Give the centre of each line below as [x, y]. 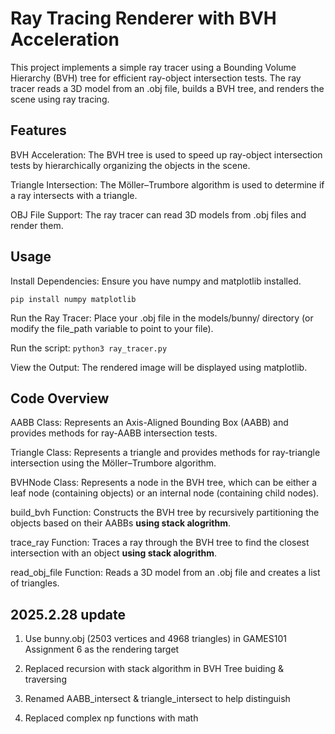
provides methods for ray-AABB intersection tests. [114, 433]
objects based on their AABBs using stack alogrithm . [121, 523]
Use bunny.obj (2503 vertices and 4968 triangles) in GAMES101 [155, 639]
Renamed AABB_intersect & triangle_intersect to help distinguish [157, 699]
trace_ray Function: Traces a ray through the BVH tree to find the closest [160, 543]
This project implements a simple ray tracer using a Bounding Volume [153, 67]
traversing [45, 679]
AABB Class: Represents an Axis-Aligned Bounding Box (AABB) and [149, 423]
